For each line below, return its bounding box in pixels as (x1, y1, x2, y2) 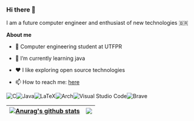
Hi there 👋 (6, 5, 36, 14)
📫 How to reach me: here (15, 79, 80, 86)
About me (6, 31, 32, 39)
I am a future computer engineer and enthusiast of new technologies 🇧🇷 (6, 19, 189, 27)
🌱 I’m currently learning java (15, 54, 85, 62)
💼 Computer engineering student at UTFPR (15, 43, 122, 50)
